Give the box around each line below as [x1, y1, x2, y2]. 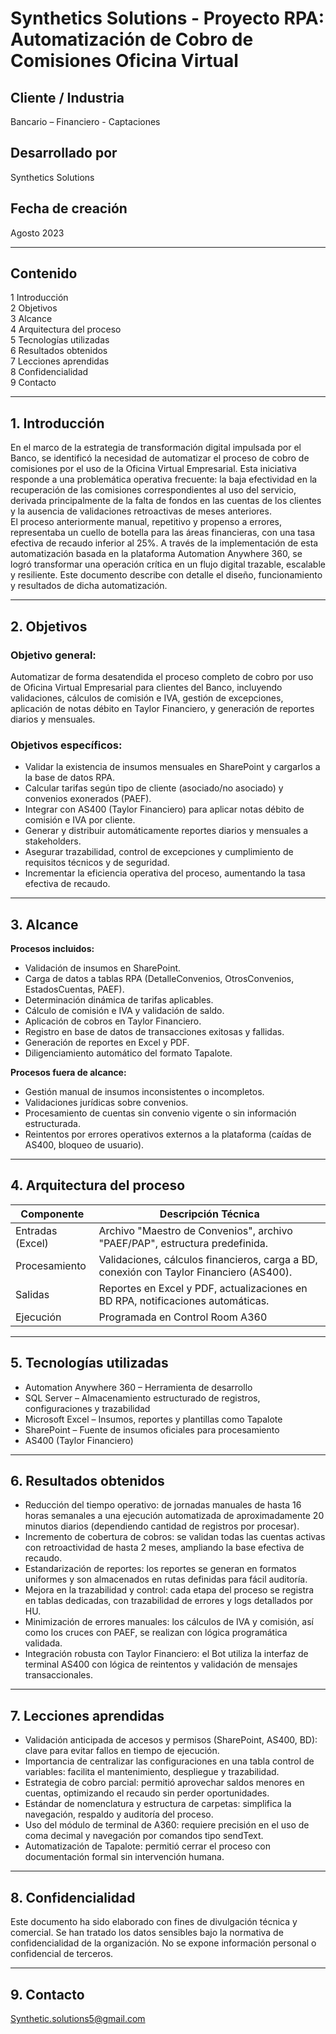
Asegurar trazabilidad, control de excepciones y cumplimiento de [24, 846, 294, 858]
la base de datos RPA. [24, 772, 115, 784]
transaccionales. [24, 1669, 93, 1681]
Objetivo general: [10, 648, 97, 662]
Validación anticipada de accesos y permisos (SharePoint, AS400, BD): [24, 1734, 318, 1746]
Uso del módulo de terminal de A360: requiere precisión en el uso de [24, 1819, 310, 1831]
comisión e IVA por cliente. [24, 814, 136, 826]
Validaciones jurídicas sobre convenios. [24, 1097, 189, 1109]
